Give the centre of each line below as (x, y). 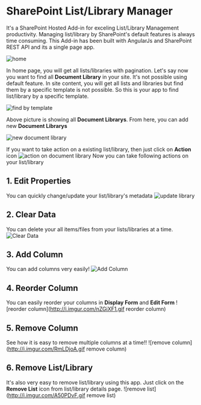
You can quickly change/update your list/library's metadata (79, 196)
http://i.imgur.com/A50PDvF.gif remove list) (62, 395)
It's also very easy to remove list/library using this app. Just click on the (95, 382)
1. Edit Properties (39, 181)
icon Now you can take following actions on (97, 156)
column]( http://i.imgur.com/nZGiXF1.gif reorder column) (97, 309)
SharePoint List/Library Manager (90, 11)
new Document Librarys (37, 126)
